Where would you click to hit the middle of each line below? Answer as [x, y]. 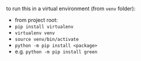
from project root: [36, 20]
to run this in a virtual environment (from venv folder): [71, 9]
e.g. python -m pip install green [56, 52]
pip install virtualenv [44, 27]
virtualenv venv [35, 33]
